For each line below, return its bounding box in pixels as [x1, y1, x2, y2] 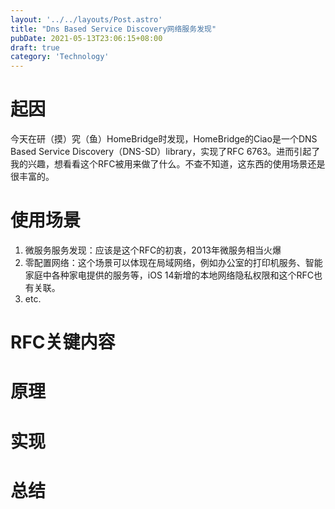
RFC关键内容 [10, 331, 116, 354]
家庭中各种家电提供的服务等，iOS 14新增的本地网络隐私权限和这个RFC [24, 269, 315, 281]
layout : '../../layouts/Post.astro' [10, 14, 163, 25]
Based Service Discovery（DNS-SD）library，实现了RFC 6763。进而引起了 [10, 146, 321, 158]
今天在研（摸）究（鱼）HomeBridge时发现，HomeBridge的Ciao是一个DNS [10, 133, 318, 145]
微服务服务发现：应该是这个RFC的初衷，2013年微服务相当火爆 [24, 244, 282, 256]
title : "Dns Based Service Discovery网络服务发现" [10, 24, 217, 34]
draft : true [10, 42, 60, 53]
